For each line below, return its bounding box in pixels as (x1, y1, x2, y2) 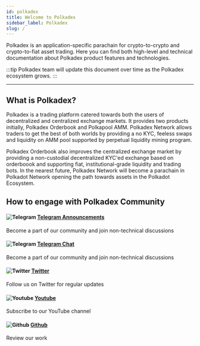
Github (30, 321, 48, 328)
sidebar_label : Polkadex (6, 20, 68, 26)
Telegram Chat (37, 240, 74, 248)
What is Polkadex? (6, 95, 76, 105)
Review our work (6, 335, 48, 342)
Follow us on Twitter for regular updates (6, 281, 104, 288)
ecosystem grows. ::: (6, 72, 58, 79)
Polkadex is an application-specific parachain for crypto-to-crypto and (6, 42, 180, 49)
